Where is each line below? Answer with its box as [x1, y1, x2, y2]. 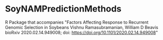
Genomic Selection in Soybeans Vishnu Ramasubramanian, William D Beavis [5, 24, 159, 30]
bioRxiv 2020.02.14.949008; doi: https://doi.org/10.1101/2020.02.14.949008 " [5, 29, 158, 35]
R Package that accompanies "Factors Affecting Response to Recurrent [5, 19, 149, 25]
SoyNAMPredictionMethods [5, 3, 122, 14]
